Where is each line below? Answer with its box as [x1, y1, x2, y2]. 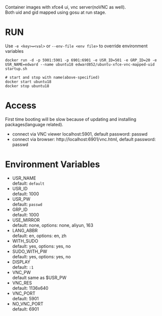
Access [5, 100, 37, 111]
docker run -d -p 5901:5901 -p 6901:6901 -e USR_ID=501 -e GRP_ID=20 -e [5, 58, 157, 63]
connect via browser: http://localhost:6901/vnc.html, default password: [12, 136, 156, 142]
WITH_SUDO [12, 238, 38, 244]
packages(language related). [5, 121, 64, 127]
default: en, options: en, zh [12, 233, 67, 239]
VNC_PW [12, 269, 31, 275]
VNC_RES [12, 280, 32, 285]
